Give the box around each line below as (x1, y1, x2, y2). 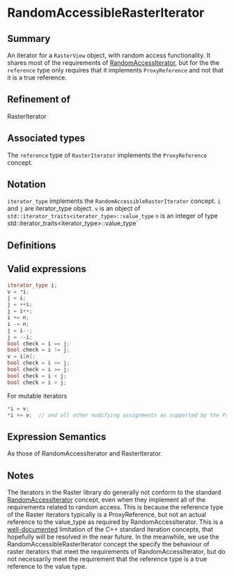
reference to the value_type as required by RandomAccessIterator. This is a (7, 518, 224, 526)
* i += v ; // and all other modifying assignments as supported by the (7, 412, 219, 419)
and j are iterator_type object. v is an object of (7, 204, 141, 213)
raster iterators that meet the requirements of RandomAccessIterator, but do (7, 548, 226, 556)
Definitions (7, 239, 56, 251)
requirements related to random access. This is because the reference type (7, 503, 224, 511)
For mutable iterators (7, 391, 68, 400)
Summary (7, 33, 51, 45)
